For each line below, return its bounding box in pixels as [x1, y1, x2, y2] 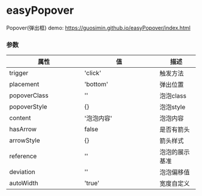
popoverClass [9, 91, 49, 99]
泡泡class [159, 92, 186, 100]
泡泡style [159, 103, 186, 111]
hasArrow [9, 125, 37, 134]
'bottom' [84, 80, 108, 89]
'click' [84, 69, 102, 77]
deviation [9, 168, 35, 176]
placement [9, 80, 40, 89]
